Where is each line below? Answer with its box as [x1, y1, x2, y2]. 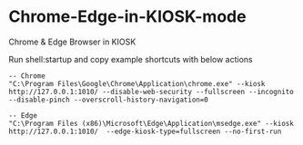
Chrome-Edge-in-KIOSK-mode [8, 6, 247, 27]
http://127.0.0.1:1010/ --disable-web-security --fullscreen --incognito [8, 87, 295, 96]
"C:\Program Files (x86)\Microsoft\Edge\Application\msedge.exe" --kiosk [8, 119, 295, 128]
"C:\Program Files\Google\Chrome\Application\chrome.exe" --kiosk [8, 79, 266, 88]
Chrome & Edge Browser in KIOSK [8, 36, 136, 47]
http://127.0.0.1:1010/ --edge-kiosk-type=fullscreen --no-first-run [8, 127, 282, 136]
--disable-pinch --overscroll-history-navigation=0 [8, 95, 208, 104]
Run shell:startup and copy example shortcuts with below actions [8, 53, 253, 64]
